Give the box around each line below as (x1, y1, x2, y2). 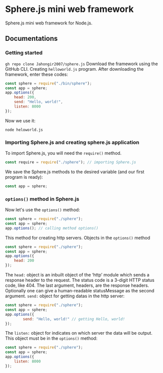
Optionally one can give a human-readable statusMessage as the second (5, 288, 155, 294)
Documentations (5, 34, 58, 43)
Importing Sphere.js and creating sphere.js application (5, 138, 140, 145)
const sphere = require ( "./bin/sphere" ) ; (5, 81, 92, 86)
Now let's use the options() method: (5, 207, 80, 213)
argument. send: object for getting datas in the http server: (5, 293, 125, 299)
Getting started (5, 49, 43, 56)
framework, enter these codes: (5, 71, 68, 77)
